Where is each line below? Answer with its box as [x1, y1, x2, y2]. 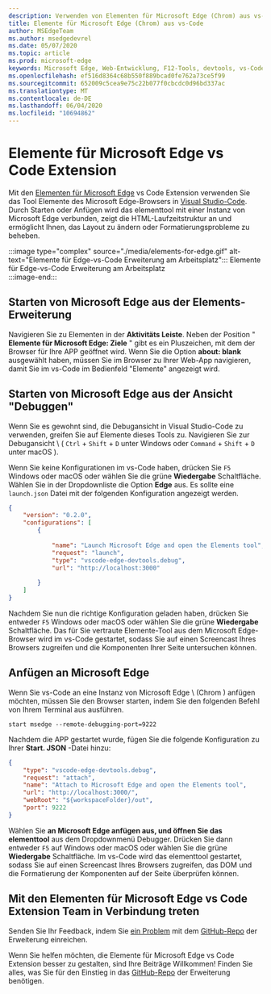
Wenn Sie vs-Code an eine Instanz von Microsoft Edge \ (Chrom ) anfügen [8, 687, 256, 697]
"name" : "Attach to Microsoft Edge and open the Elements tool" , [23, 781, 248, 789]
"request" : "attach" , [23, 774, 95, 782]
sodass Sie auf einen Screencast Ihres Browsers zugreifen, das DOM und [8, 860, 252, 870]
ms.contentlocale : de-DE [8, 94, 92, 102]
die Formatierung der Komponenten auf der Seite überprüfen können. [8, 868, 240, 878]
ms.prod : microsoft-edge [8, 57, 92, 65]
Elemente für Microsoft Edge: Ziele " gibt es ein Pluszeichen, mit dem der [8, 338, 256, 348]
